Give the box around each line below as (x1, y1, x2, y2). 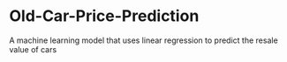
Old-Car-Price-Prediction (9, 6, 200, 26)
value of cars (9, 44, 57, 54)
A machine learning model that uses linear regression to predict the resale (9, 35, 278, 45)
